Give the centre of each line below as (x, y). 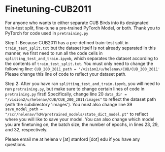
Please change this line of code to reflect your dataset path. (66, 74)
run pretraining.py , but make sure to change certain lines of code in (75, 89)
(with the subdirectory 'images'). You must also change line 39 (69, 104)
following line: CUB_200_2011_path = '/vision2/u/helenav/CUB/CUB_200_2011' (82, 69)
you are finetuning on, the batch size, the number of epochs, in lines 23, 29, (82, 124)
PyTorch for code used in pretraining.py (47, 33)
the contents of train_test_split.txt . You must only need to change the (79, 63)
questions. (16, 144)
